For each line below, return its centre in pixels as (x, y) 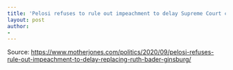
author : (18, 26)
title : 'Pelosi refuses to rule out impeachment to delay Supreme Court (114, 13)
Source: (18, 52)
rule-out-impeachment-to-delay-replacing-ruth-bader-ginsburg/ (100, 60)
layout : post (26, 20)
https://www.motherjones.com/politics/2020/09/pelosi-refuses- (122, 52)
